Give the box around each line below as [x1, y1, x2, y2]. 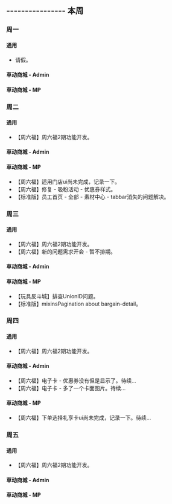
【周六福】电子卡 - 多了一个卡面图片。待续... [14, 384, 126, 391]
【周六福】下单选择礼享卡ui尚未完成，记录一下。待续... [14, 414, 151, 422]
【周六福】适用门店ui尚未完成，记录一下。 [14, 178, 121, 185]
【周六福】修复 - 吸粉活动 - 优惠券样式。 [14, 185, 116, 192]
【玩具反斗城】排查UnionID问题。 [14, 292, 99, 299]
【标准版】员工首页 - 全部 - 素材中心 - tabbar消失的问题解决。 [14, 193, 170, 200]
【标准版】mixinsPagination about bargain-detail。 [14, 300, 142, 307]
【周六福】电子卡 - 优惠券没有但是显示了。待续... [14, 377, 137, 384]
